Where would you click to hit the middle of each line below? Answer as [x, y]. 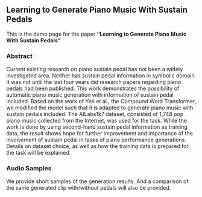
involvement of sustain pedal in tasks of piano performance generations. [96, 140]
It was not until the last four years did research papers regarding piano [94, 82]
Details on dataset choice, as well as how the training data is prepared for [97, 146]
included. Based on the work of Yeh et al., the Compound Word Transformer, [101, 102]
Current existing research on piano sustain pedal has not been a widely [95, 69]
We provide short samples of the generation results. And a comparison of [97, 181]
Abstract [20, 56]
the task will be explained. [39, 153]
